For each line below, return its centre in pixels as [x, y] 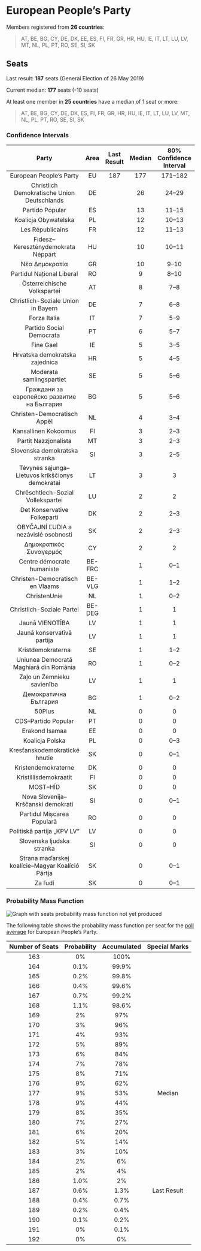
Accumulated [122, 946]
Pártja [44, 873]
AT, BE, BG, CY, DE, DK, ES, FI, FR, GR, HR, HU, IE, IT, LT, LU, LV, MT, [105, 113]
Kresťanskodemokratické [44, 750]
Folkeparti [44, 517]
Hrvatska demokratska [45, 355]
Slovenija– [52, 797]
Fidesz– [45, 239]
